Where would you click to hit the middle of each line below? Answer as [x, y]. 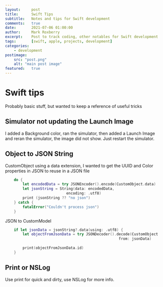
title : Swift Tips [29, 14]
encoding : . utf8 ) [84, 193]
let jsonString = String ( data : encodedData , [69, 189]
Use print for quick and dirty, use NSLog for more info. [60, 279]
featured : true [23, 69]
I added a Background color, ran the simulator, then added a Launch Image [80, 133]
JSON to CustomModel [28, 221]
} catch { [24, 202]
